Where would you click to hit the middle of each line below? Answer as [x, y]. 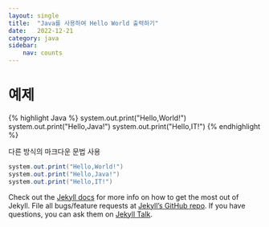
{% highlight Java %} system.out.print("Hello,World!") [98, 118]
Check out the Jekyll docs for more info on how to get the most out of [124, 197]
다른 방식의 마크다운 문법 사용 [55, 151]
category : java [34, 38]
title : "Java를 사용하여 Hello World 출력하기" [84, 23]
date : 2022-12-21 [41, 30]
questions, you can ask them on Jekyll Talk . [81, 214]
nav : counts [43, 53]
